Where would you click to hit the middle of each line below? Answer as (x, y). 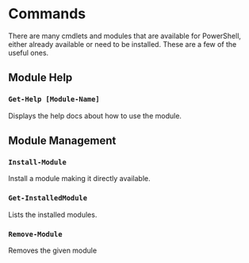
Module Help (40, 77)
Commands (47, 14)
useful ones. (29, 52)
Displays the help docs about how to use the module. (95, 115)
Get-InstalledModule (48, 198)
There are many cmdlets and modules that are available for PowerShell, (125, 36)
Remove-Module (35, 234)
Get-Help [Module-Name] (54, 99)
